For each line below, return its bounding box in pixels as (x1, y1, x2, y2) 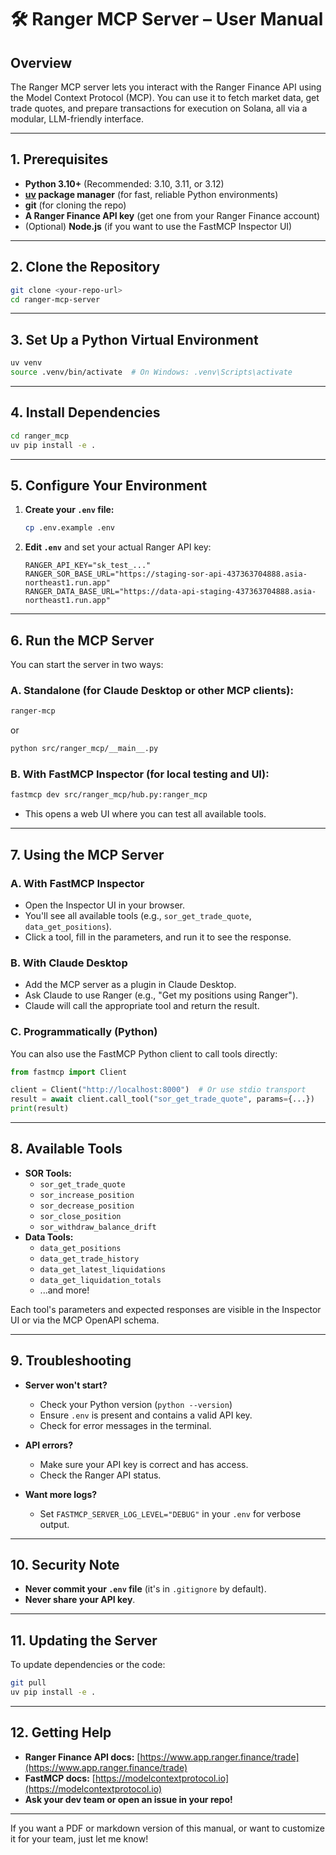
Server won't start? (24, 1379, 108, 1391)
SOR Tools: (24, 1167, 72, 1179)
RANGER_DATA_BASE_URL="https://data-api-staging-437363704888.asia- (24, 587, 317, 597)
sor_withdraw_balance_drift (39, 1222, 157, 1232)
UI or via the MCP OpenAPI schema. (10, 1314, 160, 1326)
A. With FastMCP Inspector (10, 876, 145, 890)
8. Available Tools (10, 1141, 123, 1158)
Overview (10, 54, 73, 71)
